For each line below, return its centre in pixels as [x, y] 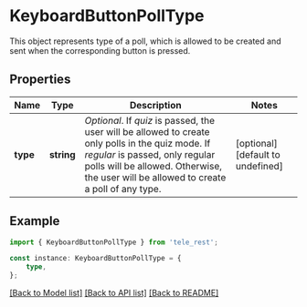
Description [155, 105]
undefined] [259, 166]
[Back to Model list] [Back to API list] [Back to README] [114, 293]
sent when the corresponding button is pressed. [100, 50]
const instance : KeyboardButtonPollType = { [95, 259]
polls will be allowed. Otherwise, [153, 166]
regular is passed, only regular [150, 154]
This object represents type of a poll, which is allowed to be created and [145, 41]
